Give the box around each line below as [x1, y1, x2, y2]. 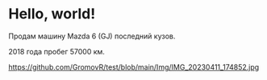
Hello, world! [8, 5, 96, 23]
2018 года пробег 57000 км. [8, 46, 105, 56]
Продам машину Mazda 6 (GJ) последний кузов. [8, 31, 176, 41]
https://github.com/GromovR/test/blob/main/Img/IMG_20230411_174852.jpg [8, 62, 260, 72]
